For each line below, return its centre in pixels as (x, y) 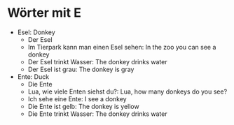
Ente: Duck (33, 76)
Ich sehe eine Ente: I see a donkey (77, 98)
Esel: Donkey (36, 32)
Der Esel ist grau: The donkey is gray (81, 69)
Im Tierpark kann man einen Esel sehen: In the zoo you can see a (122, 47)
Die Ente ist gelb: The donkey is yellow (83, 106)
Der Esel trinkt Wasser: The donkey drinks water (97, 61)
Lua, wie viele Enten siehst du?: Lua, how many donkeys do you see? (128, 91)
